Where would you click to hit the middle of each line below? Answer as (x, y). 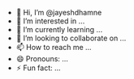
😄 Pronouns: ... (42, 59)
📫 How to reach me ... (54, 47)
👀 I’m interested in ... (50, 21)
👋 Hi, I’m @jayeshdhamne (59, 12)
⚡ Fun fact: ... (38, 68)
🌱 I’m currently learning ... (59, 29)
